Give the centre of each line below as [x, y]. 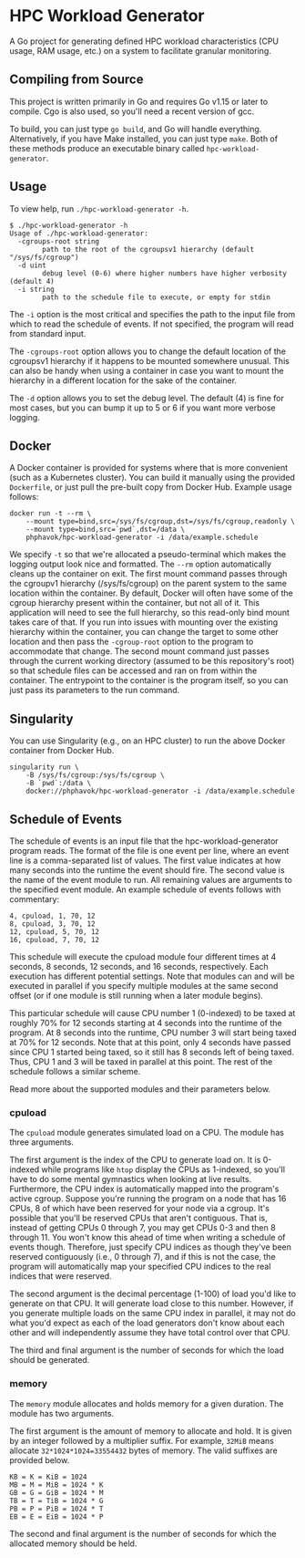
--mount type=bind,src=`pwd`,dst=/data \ [105, 530]
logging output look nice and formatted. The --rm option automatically [140, 564]
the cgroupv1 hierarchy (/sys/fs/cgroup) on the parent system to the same [148, 584]
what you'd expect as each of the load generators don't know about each [147, 1323]
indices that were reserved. [61, 1276]
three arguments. [42, 1142]
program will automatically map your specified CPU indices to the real [140, 1267]
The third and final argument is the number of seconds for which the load [147, 1350]
